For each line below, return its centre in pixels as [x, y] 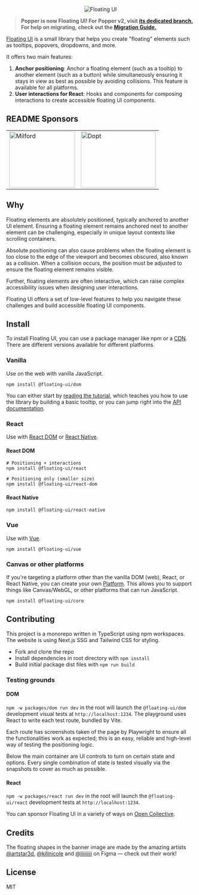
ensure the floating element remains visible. [60, 269]
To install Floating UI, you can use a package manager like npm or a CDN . [97, 338]
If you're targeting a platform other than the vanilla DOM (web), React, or [96, 577]
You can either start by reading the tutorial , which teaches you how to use [97, 395]
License [21, 873]
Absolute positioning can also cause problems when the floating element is [99, 250]
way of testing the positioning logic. [50, 744]
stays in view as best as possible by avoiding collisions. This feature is [101, 81]
